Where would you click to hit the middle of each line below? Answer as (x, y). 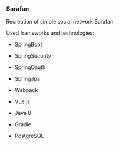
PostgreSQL (29, 136)
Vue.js (22, 101)
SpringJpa (27, 79)
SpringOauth (30, 67)
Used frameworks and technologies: (50, 33)
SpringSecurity (33, 56)
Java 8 (23, 113)
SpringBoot (28, 45)
